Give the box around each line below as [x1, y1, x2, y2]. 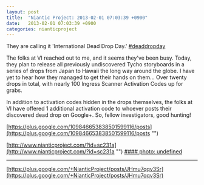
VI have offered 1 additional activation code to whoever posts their [6, 105, 172, 113]
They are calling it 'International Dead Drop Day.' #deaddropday [6, 43, 166, 50]
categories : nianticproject [6, 26, 78, 32]
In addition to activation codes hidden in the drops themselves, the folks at [6, 99, 193, 106]
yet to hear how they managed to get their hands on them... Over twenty [6, 74, 187, 81]
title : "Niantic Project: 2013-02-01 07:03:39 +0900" [6, 15, 148, 21]
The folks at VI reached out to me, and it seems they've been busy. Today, [6, 54, 192, 61]
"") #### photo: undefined [115, 148, 183, 155]
